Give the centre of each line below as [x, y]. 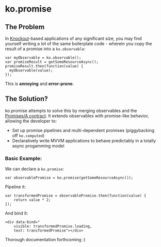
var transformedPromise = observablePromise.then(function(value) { [76, 196]
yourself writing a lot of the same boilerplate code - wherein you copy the [79, 44]
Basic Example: [24, 158]
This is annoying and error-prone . [40, 84]
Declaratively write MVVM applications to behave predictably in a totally [84, 140]
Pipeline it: [16, 187]
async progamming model [38, 146]
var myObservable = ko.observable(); [43, 58]
